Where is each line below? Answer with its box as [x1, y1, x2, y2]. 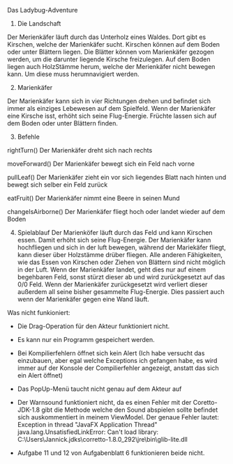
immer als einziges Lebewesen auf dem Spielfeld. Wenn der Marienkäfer [7, 105, 216, 112]
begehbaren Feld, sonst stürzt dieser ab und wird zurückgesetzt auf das [17, 273, 225, 281]
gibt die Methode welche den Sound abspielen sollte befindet [41, 405, 218, 414]
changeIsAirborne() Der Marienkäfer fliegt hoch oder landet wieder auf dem [7, 208, 225, 215]
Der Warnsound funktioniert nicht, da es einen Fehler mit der [17, 399, 192, 406]
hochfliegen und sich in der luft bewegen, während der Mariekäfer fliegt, [17, 243, 227, 252]
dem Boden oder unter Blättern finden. [7, 119, 119, 127]
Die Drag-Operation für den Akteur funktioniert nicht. [17, 322, 170, 330]
